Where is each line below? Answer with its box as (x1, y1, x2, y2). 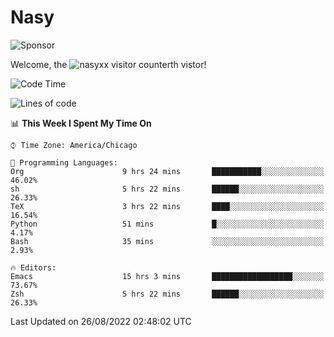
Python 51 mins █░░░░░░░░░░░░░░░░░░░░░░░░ (10, 219, 325, 229)
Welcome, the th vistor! (10, 58, 207, 70)
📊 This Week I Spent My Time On (10, 117, 152, 129)
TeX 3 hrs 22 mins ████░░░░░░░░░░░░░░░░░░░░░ (10, 201, 325, 211)
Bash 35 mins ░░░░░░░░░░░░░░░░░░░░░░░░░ (10, 236, 325, 246)
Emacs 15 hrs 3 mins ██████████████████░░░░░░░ (10, 271, 325, 281)
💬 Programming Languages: (10, 157, 118, 168)
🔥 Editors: (10, 262, 57, 273)
